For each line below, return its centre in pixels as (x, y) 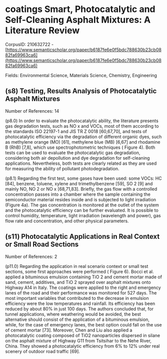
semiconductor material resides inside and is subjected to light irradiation (81, 199)
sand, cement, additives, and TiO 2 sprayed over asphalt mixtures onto (78, 282)
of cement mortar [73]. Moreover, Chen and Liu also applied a (69, 330)
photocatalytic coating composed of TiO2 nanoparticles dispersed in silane (83, 335)
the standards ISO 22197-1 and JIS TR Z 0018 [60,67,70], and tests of (76, 131)
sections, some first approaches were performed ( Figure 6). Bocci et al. (79, 271)
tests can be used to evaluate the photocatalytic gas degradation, (73, 152)
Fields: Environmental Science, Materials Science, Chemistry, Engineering (81, 75)
